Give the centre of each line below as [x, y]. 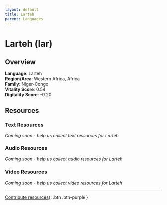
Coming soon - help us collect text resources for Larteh [62, 136]
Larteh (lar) [29, 43]
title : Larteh [20, 14]
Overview [21, 62]
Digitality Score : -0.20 [28, 95]
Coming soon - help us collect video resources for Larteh [64, 183]
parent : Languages [24, 19]
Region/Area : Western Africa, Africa [42, 79]
